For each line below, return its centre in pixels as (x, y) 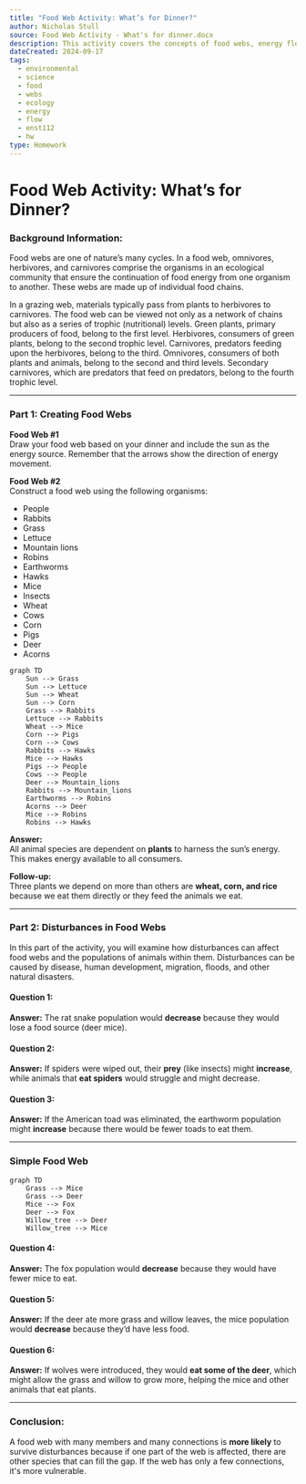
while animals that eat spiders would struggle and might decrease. (135, 1078)
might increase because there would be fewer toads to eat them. (131, 1129)
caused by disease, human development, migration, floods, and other (140, 967)
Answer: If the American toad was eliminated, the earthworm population (145, 1119)
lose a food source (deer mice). (68, 1028)
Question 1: (31, 997)
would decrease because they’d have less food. (99, 1329)
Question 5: (32, 1299)
